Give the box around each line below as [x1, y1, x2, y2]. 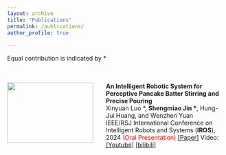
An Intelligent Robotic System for [106, 82, 203, 90]
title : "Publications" [7, 17, 72, 23]
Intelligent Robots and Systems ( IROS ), [106, 126, 216, 134]
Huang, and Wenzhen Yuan [115, 112, 194, 120]
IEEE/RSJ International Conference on [106, 118, 213, 127]
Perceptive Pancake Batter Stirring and [106, 90, 220, 98]
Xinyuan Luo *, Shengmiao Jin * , [106, 104, 199, 112]
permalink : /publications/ [7, 23, 84, 30]
